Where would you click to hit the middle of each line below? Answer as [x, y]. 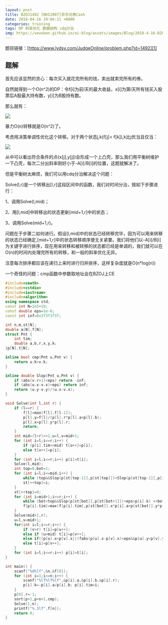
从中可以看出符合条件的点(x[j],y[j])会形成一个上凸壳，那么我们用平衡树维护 [82, 157]
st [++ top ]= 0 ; [28, 492]
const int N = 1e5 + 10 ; [27, 307]
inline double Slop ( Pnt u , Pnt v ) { [42, 376]
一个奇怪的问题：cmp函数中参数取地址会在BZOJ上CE [60, 274]
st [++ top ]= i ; [37, 482]
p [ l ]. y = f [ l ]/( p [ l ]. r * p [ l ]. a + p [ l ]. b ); [62, 417]
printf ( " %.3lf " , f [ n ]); [38, 608]
